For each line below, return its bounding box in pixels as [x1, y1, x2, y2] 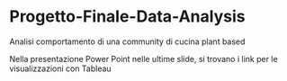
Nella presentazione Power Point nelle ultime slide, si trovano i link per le [9, 53, 278, 64]
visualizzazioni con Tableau [9, 63, 112, 74]
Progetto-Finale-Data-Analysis [9, 6, 246, 27]
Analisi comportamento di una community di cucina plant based [9, 36, 246, 47]
